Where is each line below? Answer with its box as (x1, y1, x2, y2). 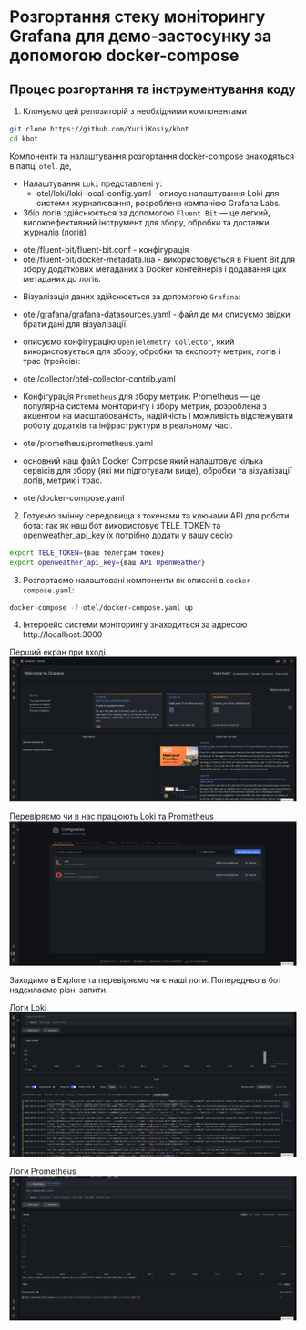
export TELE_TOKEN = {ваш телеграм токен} (9, 548, 166, 558)
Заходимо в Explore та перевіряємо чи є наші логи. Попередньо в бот (9, 974, 282, 985)
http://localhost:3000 (22, 629, 103, 640)
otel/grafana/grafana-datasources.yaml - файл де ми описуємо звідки (22, 309, 291, 319)
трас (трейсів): (22, 355, 81, 366)
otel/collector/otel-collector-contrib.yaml (22, 372, 176, 384)
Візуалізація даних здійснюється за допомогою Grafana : (22, 290, 241, 302)
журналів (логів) (22, 226, 87, 237)
